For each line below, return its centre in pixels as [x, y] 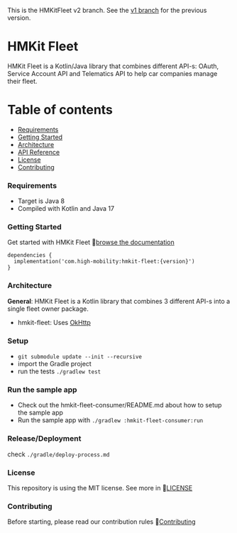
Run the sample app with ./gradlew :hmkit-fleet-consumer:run [110, 420]
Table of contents [60, 110]
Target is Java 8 [41, 201]
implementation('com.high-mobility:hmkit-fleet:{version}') [104, 262]
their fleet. [22, 81]
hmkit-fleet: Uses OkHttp [54, 322]
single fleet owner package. [48, 309]
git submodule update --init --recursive [79, 357]
